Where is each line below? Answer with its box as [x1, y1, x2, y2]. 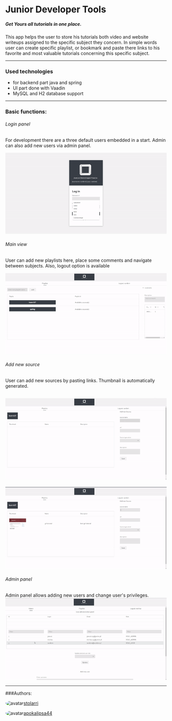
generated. [5, 383, 29, 389]
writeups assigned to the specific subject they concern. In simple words [5, 40, 157, 46]
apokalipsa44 [24, 710, 53, 716]
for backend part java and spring [12, 80, 82, 86]
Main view [5, 241, 27, 247]
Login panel [5, 121, 31, 127]
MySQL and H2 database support [12, 91, 83, 97]
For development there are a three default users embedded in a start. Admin [5, 137, 166, 143]
